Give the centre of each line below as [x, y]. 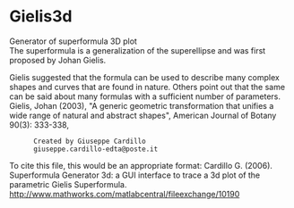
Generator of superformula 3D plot [73, 41]
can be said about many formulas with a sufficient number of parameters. [145, 96]
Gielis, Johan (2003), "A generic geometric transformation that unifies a [142, 105]
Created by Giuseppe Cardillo [89, 141]
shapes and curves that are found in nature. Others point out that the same [147, 87]
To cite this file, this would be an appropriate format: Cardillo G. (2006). [141, 165]
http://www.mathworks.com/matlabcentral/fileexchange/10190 [125, 194]
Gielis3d [41, 17]
